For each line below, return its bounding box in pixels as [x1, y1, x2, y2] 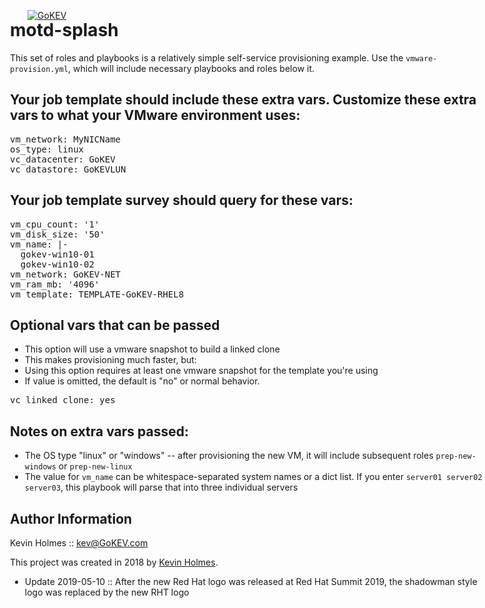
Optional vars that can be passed [10, 316, 220, 334]
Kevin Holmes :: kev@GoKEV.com [10, 537, 149, 549]
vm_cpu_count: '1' [10, 218, 100, 230]
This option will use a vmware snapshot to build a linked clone [24, 343, 280, 355]
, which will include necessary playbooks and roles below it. [68, 62, 315, 74]
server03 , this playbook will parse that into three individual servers [24, 481, 299, 494]
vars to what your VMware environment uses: [10, 107, 301, 124]
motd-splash [10, 19, 119, 42]
